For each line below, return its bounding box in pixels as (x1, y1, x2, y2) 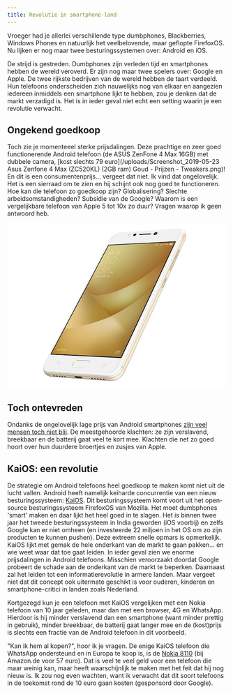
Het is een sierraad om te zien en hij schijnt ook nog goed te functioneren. (7, 180, 220, 188)
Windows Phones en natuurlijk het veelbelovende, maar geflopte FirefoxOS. (7, 38, 225, 47)
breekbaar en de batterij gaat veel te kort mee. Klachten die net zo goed (7, 435, 214, 444)
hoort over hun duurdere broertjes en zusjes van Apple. (7, 443, 167, 451)
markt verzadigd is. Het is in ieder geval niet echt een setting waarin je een (7, 96, 222, 105)
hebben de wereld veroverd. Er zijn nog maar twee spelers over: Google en (7, 67, 223, 75)
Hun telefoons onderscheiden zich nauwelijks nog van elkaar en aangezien (7, 82, 223, 90)
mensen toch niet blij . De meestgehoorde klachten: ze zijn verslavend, (7, 428, 209, 436)
